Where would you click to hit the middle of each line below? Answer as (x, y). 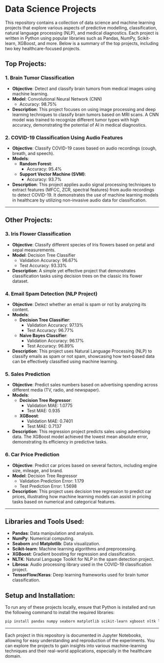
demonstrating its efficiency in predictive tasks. (60, 442)
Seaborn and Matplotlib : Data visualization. (56, 544)
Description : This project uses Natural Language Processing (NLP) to (82, 351)
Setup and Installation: (40, 595)
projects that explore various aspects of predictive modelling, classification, (81, 27)
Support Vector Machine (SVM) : (53, 174)
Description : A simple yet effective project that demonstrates (74, 270)
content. (20, 309)
